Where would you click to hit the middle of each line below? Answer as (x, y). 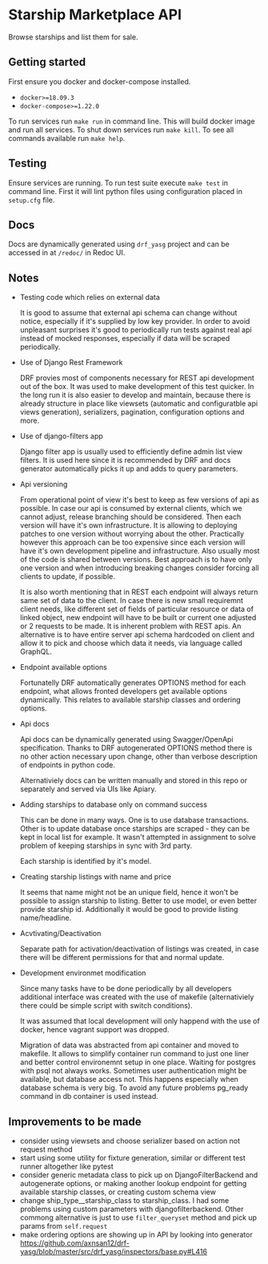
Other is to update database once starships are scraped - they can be (135, 828)
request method (46, 1149)
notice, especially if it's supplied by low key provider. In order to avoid (135, 322)
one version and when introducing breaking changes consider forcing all (139, 568)
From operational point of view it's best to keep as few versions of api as (140, 500)
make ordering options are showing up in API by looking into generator (136, 1234)
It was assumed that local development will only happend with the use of (140, 1021)
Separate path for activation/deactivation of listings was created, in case (140, 949)
